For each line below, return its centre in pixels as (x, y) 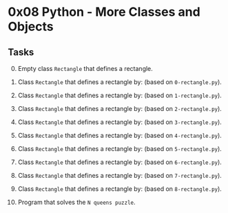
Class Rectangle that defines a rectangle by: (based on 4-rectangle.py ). (120, 135)
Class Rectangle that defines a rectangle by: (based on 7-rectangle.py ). (120, 175)
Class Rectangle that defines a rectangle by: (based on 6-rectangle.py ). (120, 162)
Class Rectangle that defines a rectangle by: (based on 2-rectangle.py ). (120, 109)
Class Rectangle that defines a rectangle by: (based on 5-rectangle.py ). (120, 149)
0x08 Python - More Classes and (104, 12)
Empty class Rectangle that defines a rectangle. (85, 69)
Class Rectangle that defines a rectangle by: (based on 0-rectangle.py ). (120, 82)
